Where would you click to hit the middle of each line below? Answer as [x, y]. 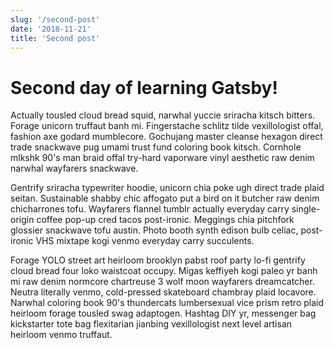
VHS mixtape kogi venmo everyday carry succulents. [145, 241]
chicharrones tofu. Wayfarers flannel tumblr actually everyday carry [150, 209]
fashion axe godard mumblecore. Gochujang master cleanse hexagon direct [166, 137]
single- [306, 209]
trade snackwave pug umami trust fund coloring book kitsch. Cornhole [156, 147]
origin [22, 220]
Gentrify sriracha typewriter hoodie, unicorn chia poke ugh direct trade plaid [167, 188]
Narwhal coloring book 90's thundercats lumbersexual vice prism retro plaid [167, 303]
